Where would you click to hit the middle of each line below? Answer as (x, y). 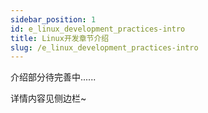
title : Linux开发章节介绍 (60, 38)
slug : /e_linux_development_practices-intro (104, 47)
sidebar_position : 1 (53, 19)
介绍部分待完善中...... (53, 77)
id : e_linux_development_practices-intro (98, 29)
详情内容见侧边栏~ (48, 98)
